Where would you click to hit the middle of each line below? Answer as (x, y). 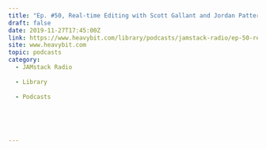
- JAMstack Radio (44, 67)
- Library (31, 82)
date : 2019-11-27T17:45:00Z (55, 30)
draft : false (30, 23)
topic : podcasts (35, 52)
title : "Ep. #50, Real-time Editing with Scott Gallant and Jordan (122, 15)
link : (17, 38)
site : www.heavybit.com (47, 45)
